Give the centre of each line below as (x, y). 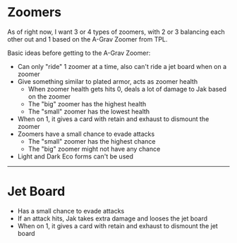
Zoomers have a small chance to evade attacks (86, 134)
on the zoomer (49, 96)
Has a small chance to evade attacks (71, 211)
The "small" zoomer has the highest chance (92, 141)
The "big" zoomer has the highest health (87, 104)
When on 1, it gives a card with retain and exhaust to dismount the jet (118, 225)
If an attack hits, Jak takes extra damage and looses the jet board (113, 218)
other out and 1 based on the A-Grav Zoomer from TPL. (87, 39)
